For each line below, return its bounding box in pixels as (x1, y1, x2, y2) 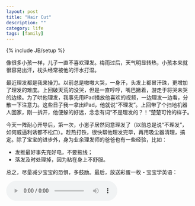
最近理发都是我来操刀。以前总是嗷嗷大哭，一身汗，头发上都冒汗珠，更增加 (6, 79, 188, 86)
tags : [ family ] (6, 31, 44, 37)
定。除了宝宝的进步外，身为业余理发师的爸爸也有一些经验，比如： (6, 136, 167, 143)
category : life (6, 25, 44, 31)
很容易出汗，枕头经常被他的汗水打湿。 (6, 66, 100, 74)
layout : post (6, 8, 39, 15)
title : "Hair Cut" (6, 14, 52, 20)
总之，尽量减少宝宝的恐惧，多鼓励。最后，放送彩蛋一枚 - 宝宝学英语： (6, 169, 178, 176)
